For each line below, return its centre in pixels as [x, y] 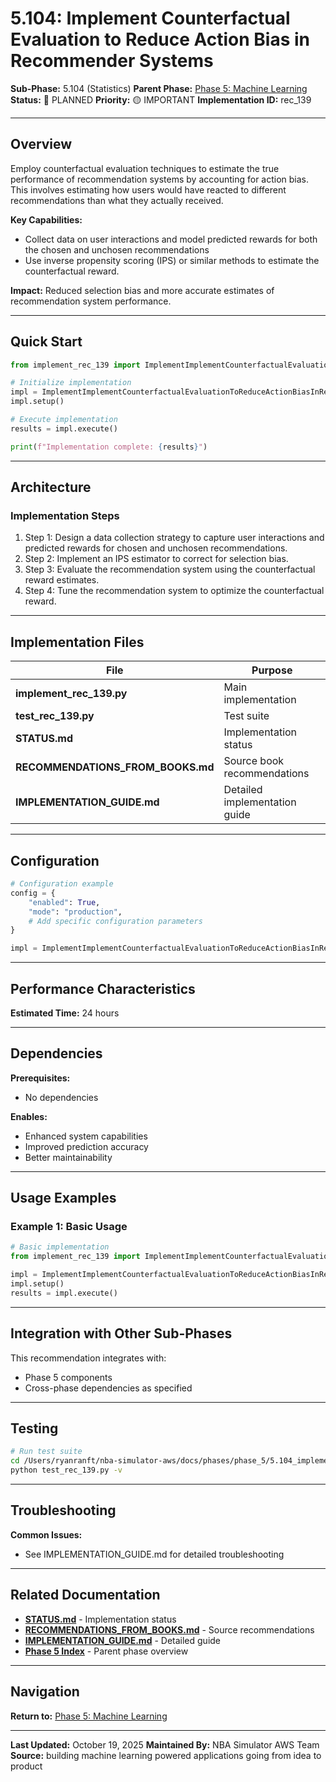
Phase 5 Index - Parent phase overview [106, 1651]
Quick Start [46, 342]
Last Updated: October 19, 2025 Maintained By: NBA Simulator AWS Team [165, 1744]
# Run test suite [46, 1452]
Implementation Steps [65, 515]
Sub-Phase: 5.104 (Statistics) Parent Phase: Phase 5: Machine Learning [159, 88]
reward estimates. [62, 580]
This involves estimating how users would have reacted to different [148, 189]
